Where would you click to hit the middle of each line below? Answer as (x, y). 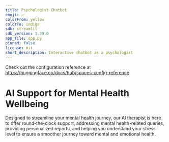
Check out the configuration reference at (48, 67)
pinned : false (20, 43)
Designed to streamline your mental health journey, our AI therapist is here (83, 118)
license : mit (19, 48)
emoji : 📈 (15, 15)
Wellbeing (27, 104)
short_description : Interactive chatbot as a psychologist (69, 52)
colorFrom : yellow (25, 19)
